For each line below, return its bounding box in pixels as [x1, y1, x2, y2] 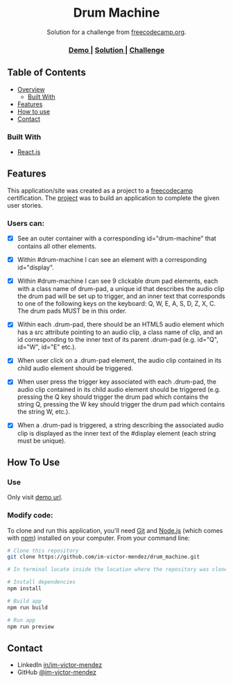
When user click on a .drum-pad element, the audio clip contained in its [17, 356, 222, 365]
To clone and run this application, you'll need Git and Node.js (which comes [7, 526, 223, 534]
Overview [17, 85, 45, 93]
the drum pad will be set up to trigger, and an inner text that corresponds [17, 292, 225, 300]
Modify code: [7, 511, 53, 520]
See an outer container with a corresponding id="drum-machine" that [17, 234, 216, 242]
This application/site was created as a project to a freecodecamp [7, 186, 193, 195]
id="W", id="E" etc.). [17, 343, 77, 352]
